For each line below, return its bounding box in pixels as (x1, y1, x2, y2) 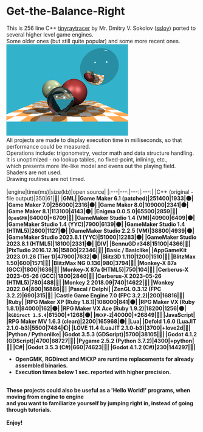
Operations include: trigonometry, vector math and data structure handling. (6, 149, 194, 157)
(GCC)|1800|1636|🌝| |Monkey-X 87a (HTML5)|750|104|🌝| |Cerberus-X (6, 266, 189, 273)
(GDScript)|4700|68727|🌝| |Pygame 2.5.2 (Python (6, 337, 137, 344)
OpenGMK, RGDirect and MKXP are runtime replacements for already (15, 355, 194, 363)
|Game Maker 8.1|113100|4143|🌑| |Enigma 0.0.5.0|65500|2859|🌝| (6, 207, 178, 214)
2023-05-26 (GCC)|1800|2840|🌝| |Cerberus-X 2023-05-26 (6, 272, 162, 280)
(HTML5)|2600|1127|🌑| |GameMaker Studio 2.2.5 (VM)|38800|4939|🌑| (6, 227, 194, 234)
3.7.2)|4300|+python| (137, 337, 194, 344)
